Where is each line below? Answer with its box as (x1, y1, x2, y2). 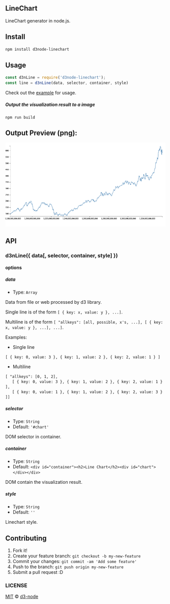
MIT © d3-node (5, 593, 39, 600)
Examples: (5, 334, 27, 341)
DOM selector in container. (5, 434, 62, 440)
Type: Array (12, 289, 38, 296)
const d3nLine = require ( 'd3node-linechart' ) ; (5, 75, 106, 80)
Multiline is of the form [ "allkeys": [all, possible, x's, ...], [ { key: (5, 319, 163, 325)
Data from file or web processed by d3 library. (5, 299, 102, 305)
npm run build (5, 115, 36, 120)
